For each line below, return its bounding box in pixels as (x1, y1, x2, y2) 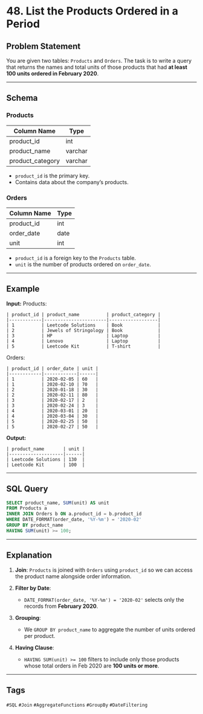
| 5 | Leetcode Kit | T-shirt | (6, 343, 161, 349)
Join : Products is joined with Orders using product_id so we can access (14, 566, 193, 573)
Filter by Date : (14, 584, 51, 591)
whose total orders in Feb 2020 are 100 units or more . (24, 662, 159, 669)
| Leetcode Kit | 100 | (6, 462, 85, 468)
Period (6, 17, 40, 31)
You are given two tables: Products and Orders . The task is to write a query (6, 57, 192, 64)
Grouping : (14, 614, 41, 621)
